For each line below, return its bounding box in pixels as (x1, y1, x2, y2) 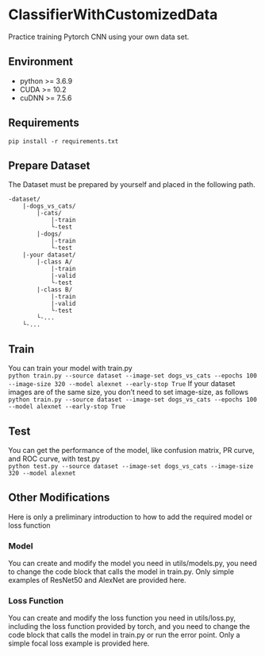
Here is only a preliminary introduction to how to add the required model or (8, 512, 252, 521)
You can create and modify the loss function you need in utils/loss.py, (8, 613, 236, 623)
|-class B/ (36, 286, 73, 294)
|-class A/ (36, 258, 73, 266)
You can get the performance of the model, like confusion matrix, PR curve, (8, 446, 255, 455)
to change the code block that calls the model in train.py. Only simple (8, 567, 234, 576)
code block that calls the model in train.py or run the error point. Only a (8, 631, 240, 640)
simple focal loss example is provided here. (8, 638, 150, 648)
